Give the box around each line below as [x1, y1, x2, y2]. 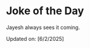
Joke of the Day [6, 4, 84, 18]
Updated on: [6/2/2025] [6, 35, 64, 42]
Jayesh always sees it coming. [6, 24, 81, 31]
